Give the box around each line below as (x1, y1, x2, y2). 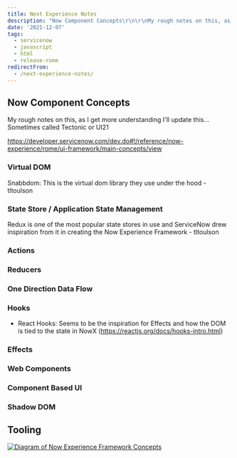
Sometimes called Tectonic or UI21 (7, 123, 109, 132)
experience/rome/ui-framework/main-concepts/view (7, 144, 162, 153)
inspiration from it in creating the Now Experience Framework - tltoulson (7, 228, 219, 236)
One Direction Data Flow (7, 283, 93, 293)
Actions (7, 245, 36, 255)
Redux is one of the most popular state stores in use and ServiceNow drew (7, 220, 227, 228)
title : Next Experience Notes (7, 10, 98, 18)
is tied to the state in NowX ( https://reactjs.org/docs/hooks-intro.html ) (17, 326, 223, 335)
